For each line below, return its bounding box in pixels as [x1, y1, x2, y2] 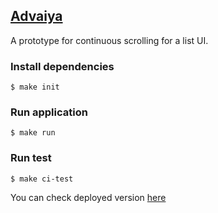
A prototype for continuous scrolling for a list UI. [10, 34, 209, 46]
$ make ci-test [10, 174, 74, 184]
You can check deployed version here [10, 191, 167, 203]
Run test [10, 151, 52, 165]
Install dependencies [10, 59, 115, 73]
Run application [10, 105, 88, 119]
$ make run [10, 128, 56, 138]
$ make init [10, 82, 60, 93]
